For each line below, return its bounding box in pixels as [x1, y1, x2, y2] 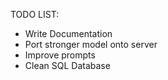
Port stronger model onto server [24, 39, 158, 50]
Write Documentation [24, 28, 113, 39]
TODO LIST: [10, 9, 60, 20]
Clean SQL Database [24, 60, 111, 71]
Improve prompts [24, 49, 96, 61]
